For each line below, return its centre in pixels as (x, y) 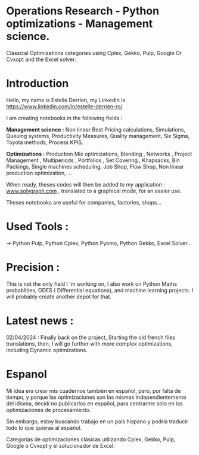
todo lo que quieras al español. (44, 427)
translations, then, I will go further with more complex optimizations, (89, 343)
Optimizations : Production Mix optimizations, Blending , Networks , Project (99, 154)
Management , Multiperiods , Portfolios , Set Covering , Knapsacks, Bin (93, 160)
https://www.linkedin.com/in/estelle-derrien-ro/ (65, 106)
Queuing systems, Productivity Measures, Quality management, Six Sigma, (98, 136)
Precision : (33, 267)
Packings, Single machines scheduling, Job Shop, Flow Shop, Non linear (95, 166)
